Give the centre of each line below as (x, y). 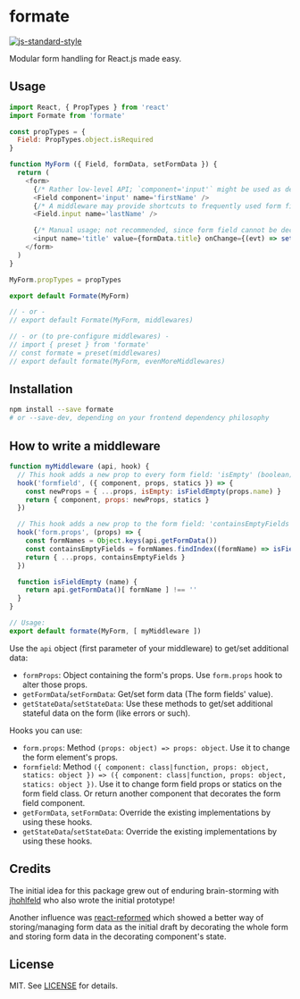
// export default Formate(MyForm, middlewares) (101, 320)
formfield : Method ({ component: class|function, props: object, (146, 767)
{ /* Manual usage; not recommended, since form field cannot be (155, 231)
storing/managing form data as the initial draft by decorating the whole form (149, 927)
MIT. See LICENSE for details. (64, 986)
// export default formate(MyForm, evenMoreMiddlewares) (117, 361)
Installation (41, 389)
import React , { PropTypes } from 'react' (89, 107)
